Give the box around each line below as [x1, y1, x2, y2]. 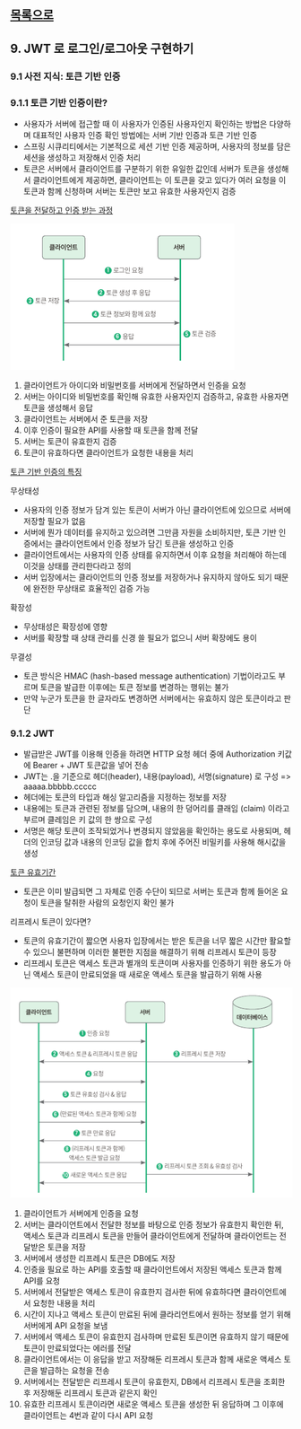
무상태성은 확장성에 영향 [22, 621, 108, 632]
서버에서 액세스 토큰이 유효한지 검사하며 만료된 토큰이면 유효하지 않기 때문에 [22, 1331, 289, 1342]
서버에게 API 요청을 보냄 [22, 1319, 108, 1330]
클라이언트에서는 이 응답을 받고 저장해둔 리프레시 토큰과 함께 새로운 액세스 [22, 1354, 282, 1364]
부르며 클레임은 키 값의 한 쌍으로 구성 [22, 814, 153, 825]
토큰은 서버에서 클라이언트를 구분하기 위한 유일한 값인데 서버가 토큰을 [22, 163, 265, 174]
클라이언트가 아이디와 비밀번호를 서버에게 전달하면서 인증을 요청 [22, 380, 246, 390]
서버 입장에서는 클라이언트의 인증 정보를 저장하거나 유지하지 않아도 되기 [22, 572, 272, 583]
